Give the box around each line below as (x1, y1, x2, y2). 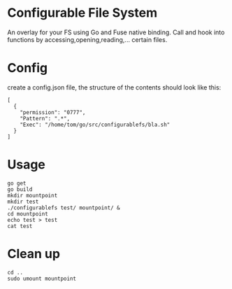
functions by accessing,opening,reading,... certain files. (7, 35, 168, 43)
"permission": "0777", (20, 108, 86, 116)
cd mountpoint (7, 210, 49, 218)
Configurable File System (7, 5, 158, 21)
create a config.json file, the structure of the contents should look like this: (7, 83, 222, 92)
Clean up (7, 246, 61, 262)
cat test (7, 223, 33, 230)
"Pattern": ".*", (20, 115, 71, 122)
